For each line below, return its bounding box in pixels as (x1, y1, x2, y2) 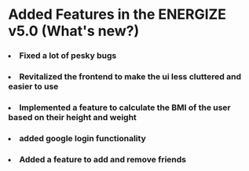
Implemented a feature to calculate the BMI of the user (19, 102, 232, 113)
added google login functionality (19, 133, 147, 144)
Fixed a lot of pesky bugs (19, 50, 117, 61)
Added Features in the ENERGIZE (8, 5, 226, 24)
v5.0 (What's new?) (8, 22, 140, 40)
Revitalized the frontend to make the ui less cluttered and (19, 71, 242, 82)
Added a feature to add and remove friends (19, 154, 187, 165)
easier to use (8, 81, 59, 92)
